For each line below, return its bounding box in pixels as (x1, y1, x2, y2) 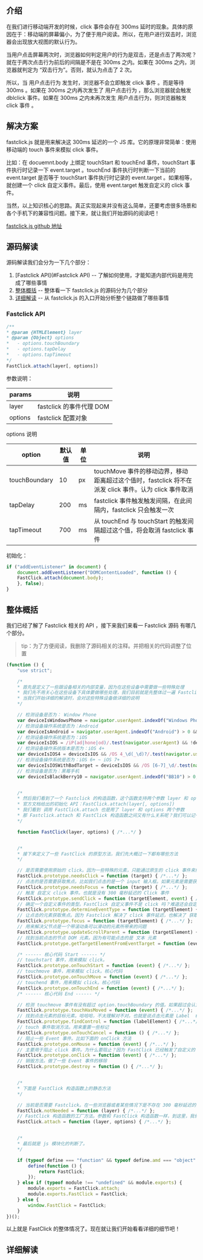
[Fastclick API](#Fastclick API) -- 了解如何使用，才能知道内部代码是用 (14, 272, 188, 279)
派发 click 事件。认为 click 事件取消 (94, 485, 194, 493)
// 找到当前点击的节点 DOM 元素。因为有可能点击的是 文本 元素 (17, 934, 157, 941)
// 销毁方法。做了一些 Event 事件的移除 (17, 1058, 108, 1064)
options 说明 (6, 430, 37, 438)
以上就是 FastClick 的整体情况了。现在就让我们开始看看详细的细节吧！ (6, 1225, 181, 1233)
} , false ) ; (17, 580, 45, 587)
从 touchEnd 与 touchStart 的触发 (94, 517, 188, 525)
